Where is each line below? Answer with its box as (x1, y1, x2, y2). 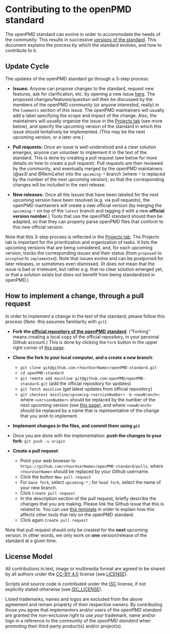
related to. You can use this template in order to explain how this (20, 506, 155, 512)
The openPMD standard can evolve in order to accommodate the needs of (5, 31, 161, 37)
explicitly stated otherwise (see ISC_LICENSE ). (5, 586, 103, 592)
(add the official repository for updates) (49, 380, 131, 387)
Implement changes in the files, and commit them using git (12, 423, 141, 429)
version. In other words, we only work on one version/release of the (5, 532, 147, 538)
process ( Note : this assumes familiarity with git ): (5, 319, 108, 325)
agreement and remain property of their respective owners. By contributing (5, 601, 162, 608)
